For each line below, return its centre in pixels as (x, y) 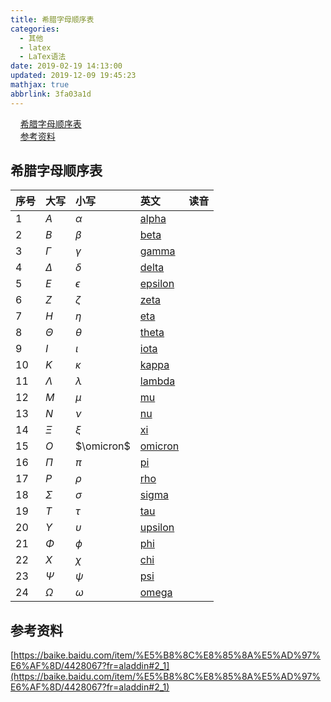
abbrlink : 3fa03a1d (51, 94)
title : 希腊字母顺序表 (52, 19)
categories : (35, 29)
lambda (157, 381)
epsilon (157, 284)
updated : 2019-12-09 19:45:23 (73, 76)
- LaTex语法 (43, 57)
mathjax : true (40, 85)
